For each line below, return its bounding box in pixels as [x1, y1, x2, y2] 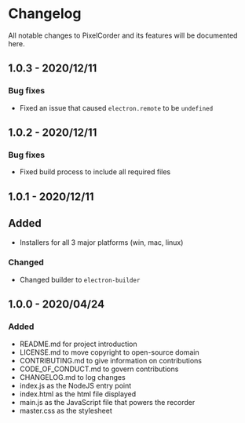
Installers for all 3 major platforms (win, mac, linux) [19, 237, 184, 247]
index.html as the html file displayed [19, 389, 136, 399]
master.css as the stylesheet [19, 406, 112, 415]
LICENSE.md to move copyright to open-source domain [19, 347, 200, 357]
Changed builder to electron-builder [19, 275, 141, 284]
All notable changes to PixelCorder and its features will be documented [8, 31, 238, 40]
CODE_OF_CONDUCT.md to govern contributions [19, 364, 179, 374]
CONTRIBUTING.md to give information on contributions [19, 356, 203, 365]
